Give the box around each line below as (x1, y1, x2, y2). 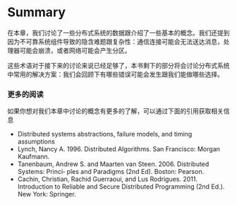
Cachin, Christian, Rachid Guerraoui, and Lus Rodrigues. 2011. (17, 175, 197, 184)
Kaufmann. (17, 153, 50, 161)
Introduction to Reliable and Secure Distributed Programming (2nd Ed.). (17, 182, 225, 191)
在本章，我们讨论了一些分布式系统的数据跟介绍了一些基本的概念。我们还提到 (7, 28, 230, 37)
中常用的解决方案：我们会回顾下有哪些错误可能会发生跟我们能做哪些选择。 (7, 70, 224, 78)
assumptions (17, 137, 55, 146)
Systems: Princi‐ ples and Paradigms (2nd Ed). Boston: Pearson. (17, 168, 205, 176)
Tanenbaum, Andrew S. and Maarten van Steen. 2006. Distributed (17, 160, 209, 168)
